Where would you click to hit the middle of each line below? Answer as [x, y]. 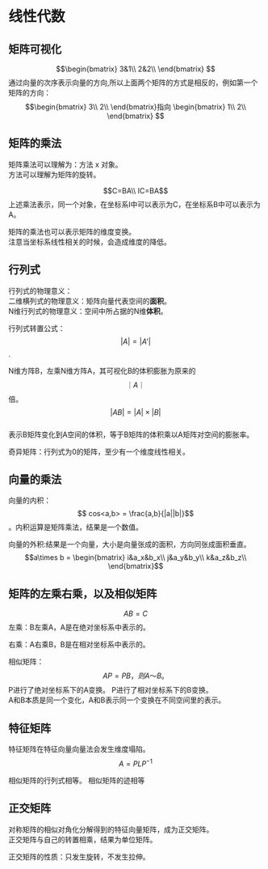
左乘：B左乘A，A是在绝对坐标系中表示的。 [80, 627]
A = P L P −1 [136, 763]
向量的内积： [29, 500]
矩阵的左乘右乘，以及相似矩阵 [83, 593]
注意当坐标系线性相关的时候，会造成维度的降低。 [90, 242]
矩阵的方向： [29, 93]
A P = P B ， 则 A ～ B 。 [136, 676]
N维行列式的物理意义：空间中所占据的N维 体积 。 [88, 311]
